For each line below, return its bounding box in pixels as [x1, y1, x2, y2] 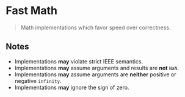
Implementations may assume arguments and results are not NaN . [14, 64, 180, 71]
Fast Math [5, 4, 57, 18]
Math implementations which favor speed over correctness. [20, 24, 171, 31]
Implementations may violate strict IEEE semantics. [14, 57, 143, 65]
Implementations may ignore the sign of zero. [14, 84, 129, 91]
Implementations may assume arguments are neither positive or [14, 71, 176, 78]
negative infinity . [14, 77, 62, 84]
